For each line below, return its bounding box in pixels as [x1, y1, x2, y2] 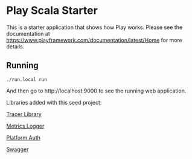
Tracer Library [6, 110, 42, 118]
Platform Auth [6, 134, 41, 141]
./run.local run [6, 76, 47, 82]
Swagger [6, 146, 29, 153]
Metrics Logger [6, 122, 45, 129]
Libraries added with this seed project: [6, 99, 102, 106]
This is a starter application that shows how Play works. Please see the [6, 24, 183, 31]
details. [6, 43, 25, 50]
